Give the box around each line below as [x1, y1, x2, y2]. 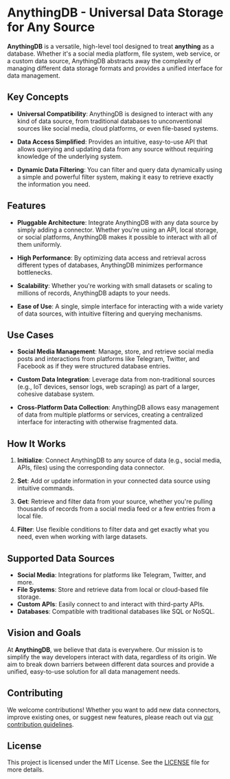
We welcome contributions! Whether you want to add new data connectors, [7, 705, 221, 714]
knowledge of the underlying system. [16, 152, 123, 160]
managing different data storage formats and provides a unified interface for [7, 64, 223, 72]
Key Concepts [7, 91, 69, 103]
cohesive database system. [16, 390, 95, 398]
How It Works [7, 438, 67, 450]
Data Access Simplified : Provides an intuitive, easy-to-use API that [16, 138, 208, 146]
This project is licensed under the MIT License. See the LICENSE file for [7, 758, 210, 767]
